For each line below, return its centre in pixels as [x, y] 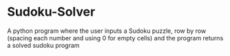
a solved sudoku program [43, 45]
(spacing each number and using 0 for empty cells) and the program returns [115, 38]
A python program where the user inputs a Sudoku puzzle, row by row [107, 31]
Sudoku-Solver [51, 12]
